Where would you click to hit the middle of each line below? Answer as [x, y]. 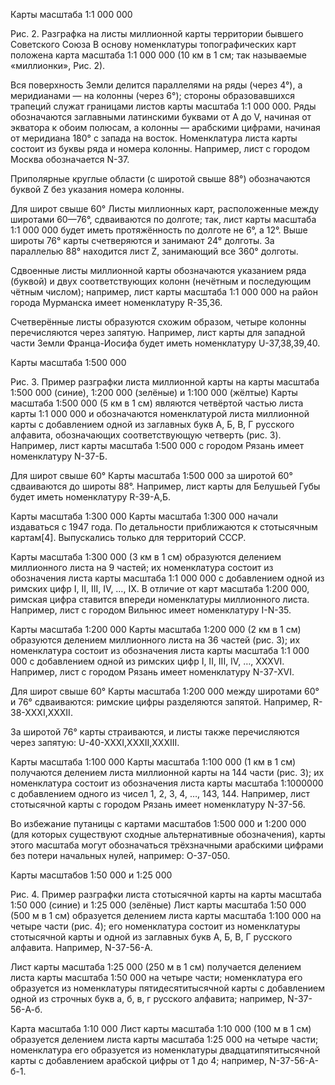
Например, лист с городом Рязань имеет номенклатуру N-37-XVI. [152, 672]
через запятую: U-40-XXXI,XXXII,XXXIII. [95, 742]
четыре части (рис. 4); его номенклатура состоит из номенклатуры [155, 926]
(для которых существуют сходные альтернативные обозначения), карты [168, 834]
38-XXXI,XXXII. [41, 712]
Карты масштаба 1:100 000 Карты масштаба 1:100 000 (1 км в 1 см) [153, 762]
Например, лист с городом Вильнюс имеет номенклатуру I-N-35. [151, 610]
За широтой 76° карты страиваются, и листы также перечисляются [155, 732]
